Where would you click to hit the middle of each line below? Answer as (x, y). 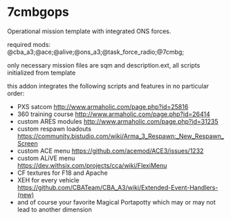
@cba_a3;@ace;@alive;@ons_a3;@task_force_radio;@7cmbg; (96, 52)
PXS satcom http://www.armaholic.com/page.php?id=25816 (103, 106)
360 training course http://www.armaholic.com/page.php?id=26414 (113, 114)
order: (16, 93)
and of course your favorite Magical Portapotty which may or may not (116, 202)
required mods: (29, 44)
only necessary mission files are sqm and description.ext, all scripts (104, 65)
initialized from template (41, 73)
